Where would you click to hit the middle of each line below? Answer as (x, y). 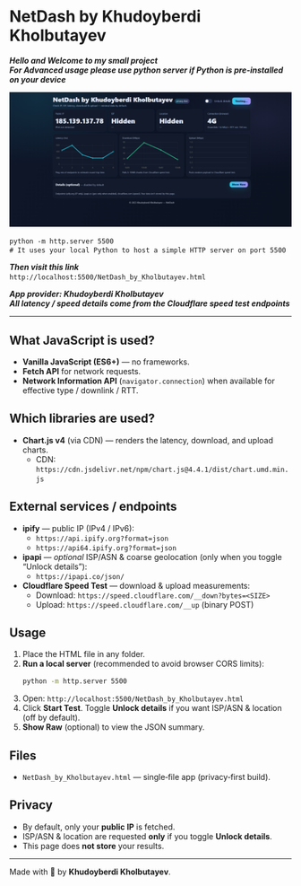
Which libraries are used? (82, 419)
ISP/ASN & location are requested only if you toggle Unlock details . (147, 836)
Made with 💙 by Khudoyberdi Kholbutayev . (90, 872)
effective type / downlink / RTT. (80, 390)
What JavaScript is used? (82, 340)
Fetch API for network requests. (82, 371)
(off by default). (51, 718)
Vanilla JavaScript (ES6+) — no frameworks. (106, 362)
